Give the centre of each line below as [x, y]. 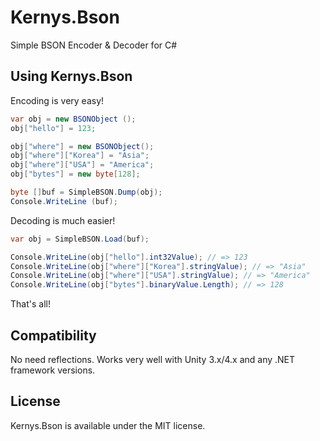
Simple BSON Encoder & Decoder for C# [94, 45]
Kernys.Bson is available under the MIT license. [108, 425]
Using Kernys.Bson [71, 76]
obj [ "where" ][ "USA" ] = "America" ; [82, 165]
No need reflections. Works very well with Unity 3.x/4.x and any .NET [153, 359]
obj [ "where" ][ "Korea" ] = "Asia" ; [80, 156]
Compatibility [53, 335]
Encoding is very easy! [57, 100]
